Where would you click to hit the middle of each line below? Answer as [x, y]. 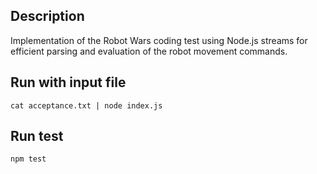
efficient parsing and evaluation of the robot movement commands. [149, 51]
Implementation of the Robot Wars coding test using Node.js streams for [159, 40]
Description [47, 16]
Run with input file [68, 82]
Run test [37, 136]
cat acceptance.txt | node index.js [86, 105]
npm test [28, 159]
